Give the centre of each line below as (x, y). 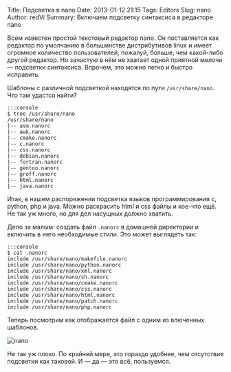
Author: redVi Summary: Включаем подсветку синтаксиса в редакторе (110, 17)
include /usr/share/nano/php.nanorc (59, 307)
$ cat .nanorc (27, 253)
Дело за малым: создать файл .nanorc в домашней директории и (103, 227)
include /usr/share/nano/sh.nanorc (58, 277)
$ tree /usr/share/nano (41, 114)
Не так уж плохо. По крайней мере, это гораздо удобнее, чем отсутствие (115, 354)
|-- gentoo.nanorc (33, 168)
